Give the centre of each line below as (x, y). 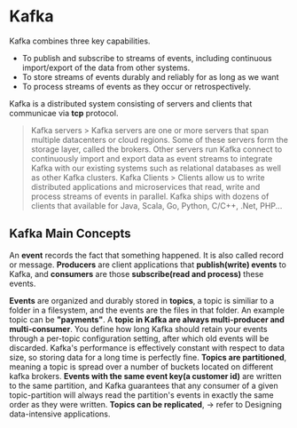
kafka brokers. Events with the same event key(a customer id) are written (145, 376)
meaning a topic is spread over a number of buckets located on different (141, 367)
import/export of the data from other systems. (106, 67)
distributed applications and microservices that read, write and (145, 186)
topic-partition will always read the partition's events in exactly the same (141, 395)
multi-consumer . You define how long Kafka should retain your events (138, 329)
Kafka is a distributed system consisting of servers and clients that (131, 103)
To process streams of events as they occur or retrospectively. (136, 86)
